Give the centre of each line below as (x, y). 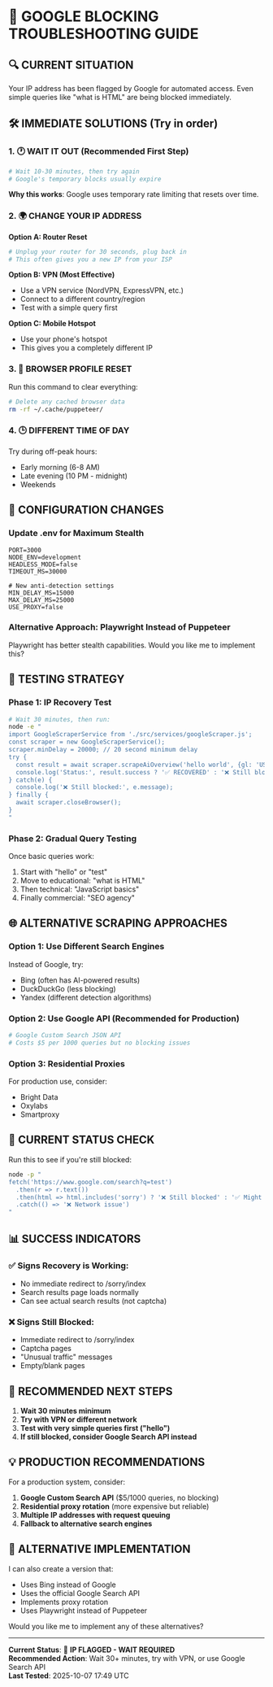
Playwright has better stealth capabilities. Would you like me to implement (132, 645)
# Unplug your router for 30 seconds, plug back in (97, 251)
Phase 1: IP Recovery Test (60, 703)
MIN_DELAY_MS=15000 (41, 593)
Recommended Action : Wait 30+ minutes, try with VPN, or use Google (127, 1658)
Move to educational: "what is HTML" (82, 881)
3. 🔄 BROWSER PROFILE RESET (70, 369)
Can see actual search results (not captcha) (93, 1301)
